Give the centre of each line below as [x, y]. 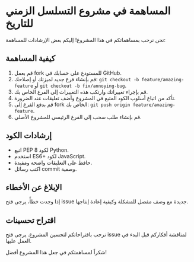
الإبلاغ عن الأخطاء [34, 187]
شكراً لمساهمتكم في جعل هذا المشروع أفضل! [56, 253]
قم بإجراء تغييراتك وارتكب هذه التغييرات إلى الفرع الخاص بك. [81, 92]
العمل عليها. [19, 241]
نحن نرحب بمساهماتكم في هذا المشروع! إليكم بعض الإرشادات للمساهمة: [86, 40]
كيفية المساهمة [31, 58]
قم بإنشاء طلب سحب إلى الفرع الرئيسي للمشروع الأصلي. [78, 117]
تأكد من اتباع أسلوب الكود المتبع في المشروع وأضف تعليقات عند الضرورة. [95, 98]
